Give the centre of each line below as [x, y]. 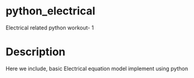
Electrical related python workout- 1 [50, 28]
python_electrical [51, 11]
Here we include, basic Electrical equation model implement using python [97, 68]
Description [36, 52]
